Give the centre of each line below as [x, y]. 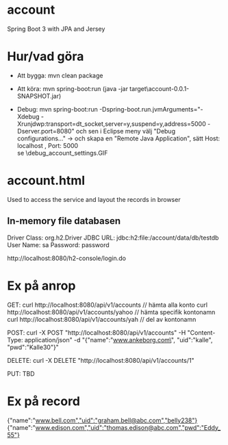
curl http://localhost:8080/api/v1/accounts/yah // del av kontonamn [102, 319]
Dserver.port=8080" [46, 131]
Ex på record [44, 401]
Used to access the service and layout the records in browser [94, 199]
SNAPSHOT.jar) [39, 96]
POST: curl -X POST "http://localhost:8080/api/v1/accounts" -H [97, 332]
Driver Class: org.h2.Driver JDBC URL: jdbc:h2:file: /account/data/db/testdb [113, 238]
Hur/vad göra [46, 56]
